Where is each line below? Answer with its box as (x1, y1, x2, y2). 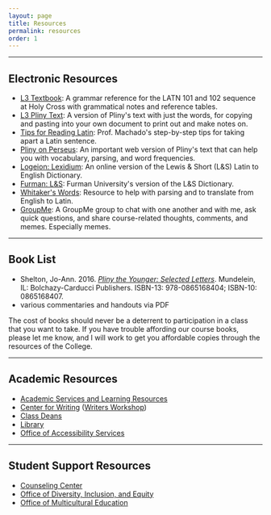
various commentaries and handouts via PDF (19, 299, 169, 309)
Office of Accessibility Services (19, 428, 125, 438)
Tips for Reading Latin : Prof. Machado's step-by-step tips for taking (19, 128, 245, 137)
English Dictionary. (19, 170, 83, 180)
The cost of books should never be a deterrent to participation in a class (8, 316, 248, 325)
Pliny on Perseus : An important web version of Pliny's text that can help (19, 144, 258, 154)
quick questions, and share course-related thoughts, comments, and (19, 213, 248, 223)
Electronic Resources (8, 72, 119, 86)
